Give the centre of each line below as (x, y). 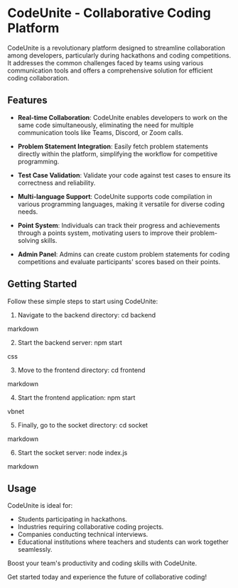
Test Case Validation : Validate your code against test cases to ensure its (124, 175)
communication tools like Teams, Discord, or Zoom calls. (100, 132)
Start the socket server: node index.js (72, 452)
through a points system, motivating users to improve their (103, 233)
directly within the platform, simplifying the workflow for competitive (118, 153)
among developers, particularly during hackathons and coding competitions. (119, 55)
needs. (28, 212)
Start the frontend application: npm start (76, 397)
